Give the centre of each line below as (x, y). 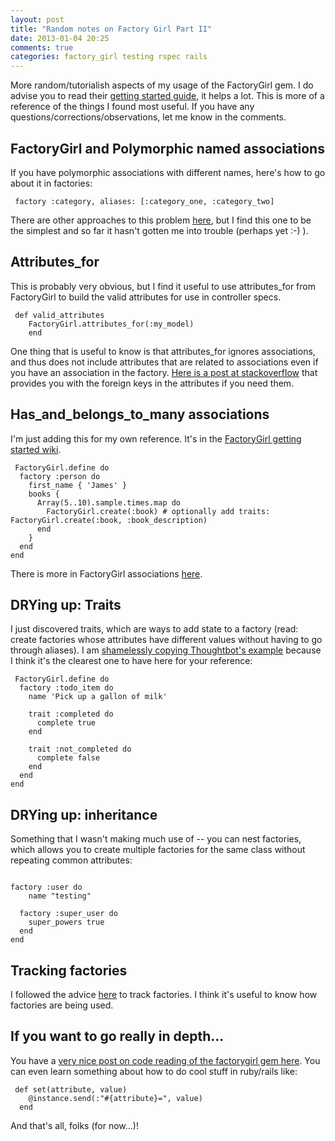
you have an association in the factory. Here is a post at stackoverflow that (164, 372)
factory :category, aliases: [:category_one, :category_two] (144, 201)
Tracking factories (69, 970)
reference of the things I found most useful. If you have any (132, 107)
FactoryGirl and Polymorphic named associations (167, 148)
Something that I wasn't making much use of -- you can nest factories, (156, 839)
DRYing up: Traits (66, 604)
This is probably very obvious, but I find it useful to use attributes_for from (163, 286)
